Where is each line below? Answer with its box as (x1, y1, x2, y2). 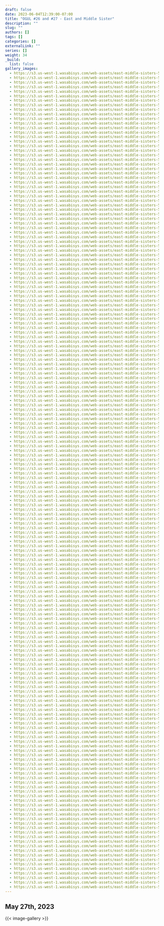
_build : (5, 57, 21, 62)
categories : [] (5, 39, 36, 44)
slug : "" (5, 25, 23, 30)
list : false (9, 62, 34, 66)
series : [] (5, 48, 27, 53)
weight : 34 (5, 52, 27, 58)
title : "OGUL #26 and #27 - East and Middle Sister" (5, 16, 115, 21)
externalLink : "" (5, 44, 41, 48)
